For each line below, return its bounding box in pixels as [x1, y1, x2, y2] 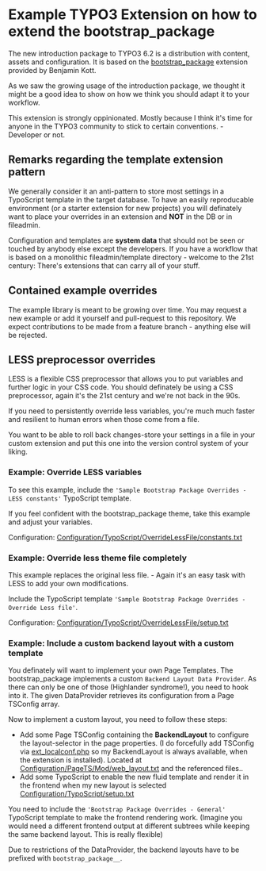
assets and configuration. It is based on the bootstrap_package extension [8, 57, 248, 67]
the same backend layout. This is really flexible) [8, 830, 164, 839]
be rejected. [8, 330, 47, 340]
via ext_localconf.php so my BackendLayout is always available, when [19, 747, 248, 757]
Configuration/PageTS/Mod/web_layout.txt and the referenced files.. [19, 764, 244, 773]
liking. [8, 447, 28, 457]
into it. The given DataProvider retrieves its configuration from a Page [8, 691, 235, 700]
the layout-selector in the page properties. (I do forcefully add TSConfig [19, 739, 255, 748]
